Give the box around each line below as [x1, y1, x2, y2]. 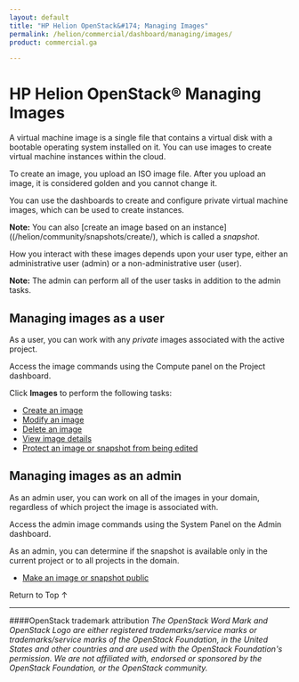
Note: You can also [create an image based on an [9, 222, 191, 232]
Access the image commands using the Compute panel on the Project [9, 361, 266, 371]
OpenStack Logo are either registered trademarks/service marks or [9, 624, 257, 635]
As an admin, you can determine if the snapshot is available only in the [9, 545, 269, 556]
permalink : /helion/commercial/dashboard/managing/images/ [9, 29, 233, 38]
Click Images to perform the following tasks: [9, 388, 173, 398]
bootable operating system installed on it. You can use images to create [9, 142, 272, 152]
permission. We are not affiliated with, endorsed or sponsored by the [9, 653, 263, 663]
